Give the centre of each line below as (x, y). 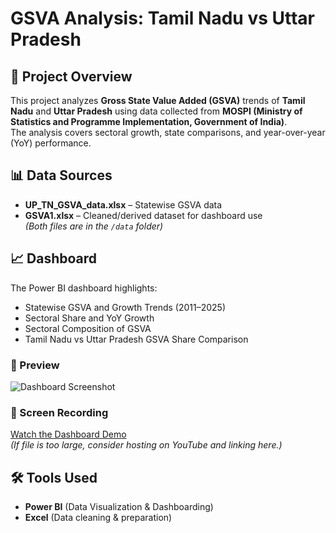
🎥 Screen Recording (59, 412)
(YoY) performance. (51, 143)
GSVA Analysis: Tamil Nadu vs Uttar (162, 18)
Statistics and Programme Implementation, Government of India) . (149, 121)
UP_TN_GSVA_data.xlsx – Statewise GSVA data (123, 204)
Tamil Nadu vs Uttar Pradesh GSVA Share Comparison (136, 339)
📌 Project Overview (71, 76)
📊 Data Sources (61, 175)
